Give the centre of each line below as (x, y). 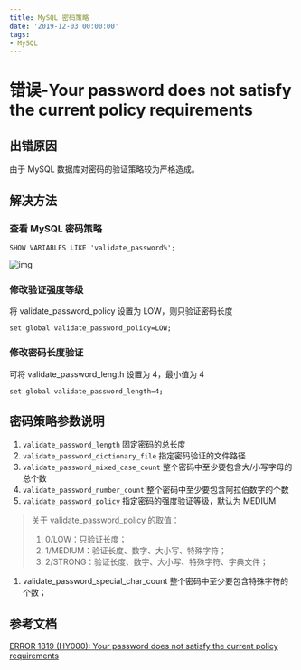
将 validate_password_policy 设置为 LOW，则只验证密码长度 (121, 311)
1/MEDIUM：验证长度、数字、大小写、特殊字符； (136, 551)
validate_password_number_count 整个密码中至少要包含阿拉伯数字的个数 (155, 490)
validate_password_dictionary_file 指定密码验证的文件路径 (134, 456)
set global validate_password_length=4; (87, 391)
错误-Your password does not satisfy (150, 90)
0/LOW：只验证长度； (86, 540)
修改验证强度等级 (47, 289)
